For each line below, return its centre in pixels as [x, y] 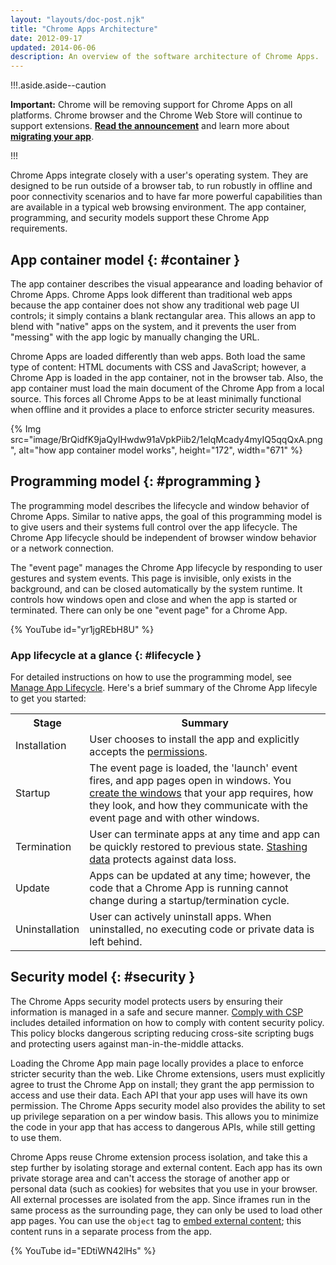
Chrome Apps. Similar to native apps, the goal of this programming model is [166, 516]
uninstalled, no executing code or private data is [202, 929]
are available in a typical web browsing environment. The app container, [158, 207]
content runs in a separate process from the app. [111, 1231]
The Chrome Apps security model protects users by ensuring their [147, 1001]
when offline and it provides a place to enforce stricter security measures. [162, 409]
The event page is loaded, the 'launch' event [193, 768]
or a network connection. [62, 548]
